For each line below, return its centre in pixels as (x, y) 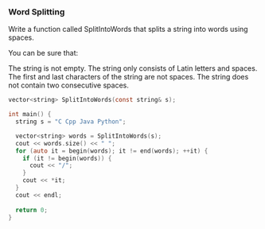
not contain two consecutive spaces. (68, 85)
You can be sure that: (43, 53)
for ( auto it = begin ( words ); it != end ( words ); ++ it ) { (112, 151)
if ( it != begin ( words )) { (67, 158)
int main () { (30, 114)
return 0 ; (31, 210)
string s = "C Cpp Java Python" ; (71, 122)
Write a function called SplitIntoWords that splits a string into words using (128, 29)
